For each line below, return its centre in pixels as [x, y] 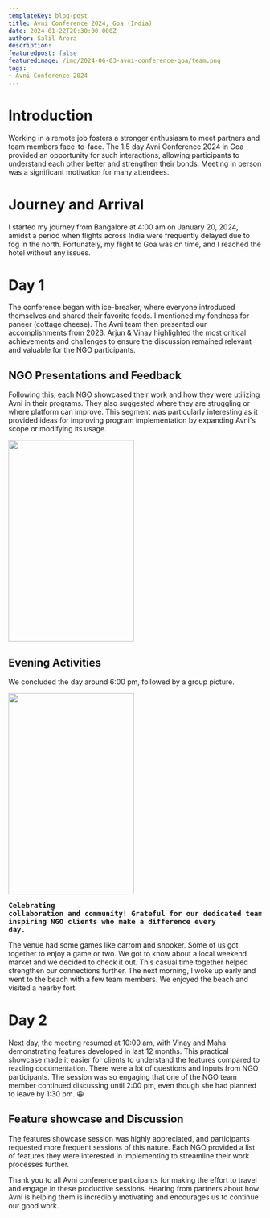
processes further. [39, 1164]
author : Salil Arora [43, 38]
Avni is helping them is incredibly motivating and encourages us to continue [133, 1197]
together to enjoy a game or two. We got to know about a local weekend [128, 954]
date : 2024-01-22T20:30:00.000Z [62, 31]
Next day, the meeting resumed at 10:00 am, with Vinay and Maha [117, 1043]
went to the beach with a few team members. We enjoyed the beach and [129, 980]
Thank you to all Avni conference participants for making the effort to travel [133, 1179]
